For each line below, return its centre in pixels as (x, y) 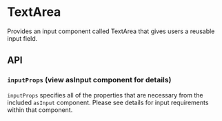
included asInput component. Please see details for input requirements (108, 102)
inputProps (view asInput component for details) (89, 80)
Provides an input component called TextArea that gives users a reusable (111, 31)
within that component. (40, 110)
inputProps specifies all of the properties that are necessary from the (105, 95)
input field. (22, 38)
